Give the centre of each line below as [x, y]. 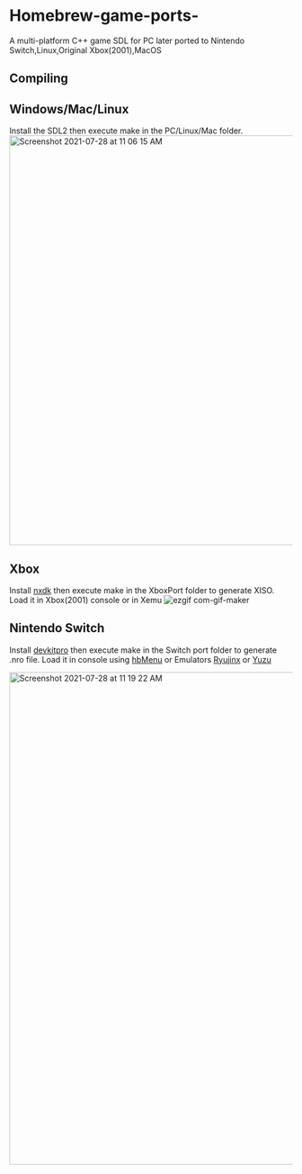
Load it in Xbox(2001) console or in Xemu [86, 600]
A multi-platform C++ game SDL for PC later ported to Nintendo [127, 41]
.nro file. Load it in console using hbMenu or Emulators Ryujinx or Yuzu [140, 659]
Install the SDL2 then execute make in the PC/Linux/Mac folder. [126, 131]
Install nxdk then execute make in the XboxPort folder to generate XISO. [142, 590]
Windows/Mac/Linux [69, 109]
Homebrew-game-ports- [104, 16]
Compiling [39, 79]
